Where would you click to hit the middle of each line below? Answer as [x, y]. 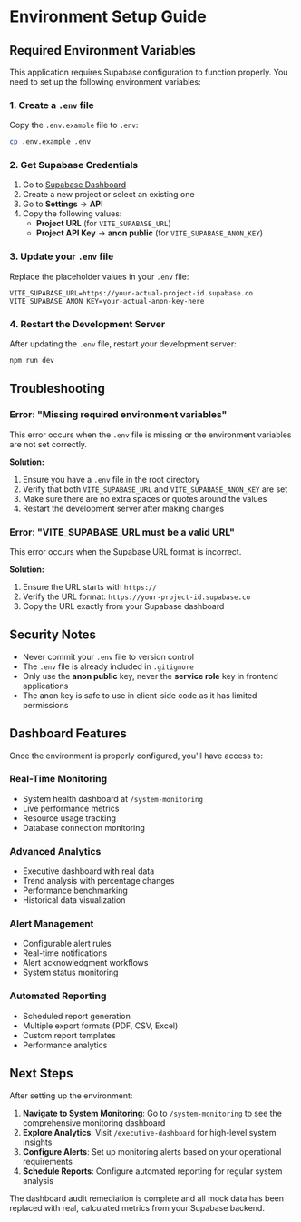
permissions [45, 705]
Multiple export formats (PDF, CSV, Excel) [100, 1026]
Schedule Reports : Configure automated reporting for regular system [152, 1171]
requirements [47, 1161]
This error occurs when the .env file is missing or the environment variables [150, 435]
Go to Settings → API [63, 204]
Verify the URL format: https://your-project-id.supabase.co [136, 596]
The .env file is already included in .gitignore [108, 666]
